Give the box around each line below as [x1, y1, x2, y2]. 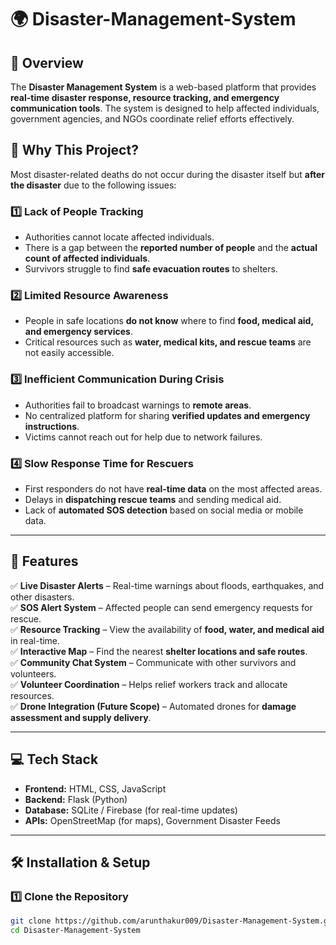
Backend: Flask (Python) [24, 793, 128, 805]
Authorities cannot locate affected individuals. [24, 231, 215, 243]
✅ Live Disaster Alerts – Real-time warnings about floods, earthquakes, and [10, 579, 325, 591]
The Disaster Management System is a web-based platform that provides [10, 81, 317, 93]
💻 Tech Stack [10, 751, 99, 768]
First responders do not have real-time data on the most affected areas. [24, 483, 323, 495]
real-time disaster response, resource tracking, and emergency [10, 92, 280, 103]
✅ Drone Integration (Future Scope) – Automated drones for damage [10, 700, 297, 712]
